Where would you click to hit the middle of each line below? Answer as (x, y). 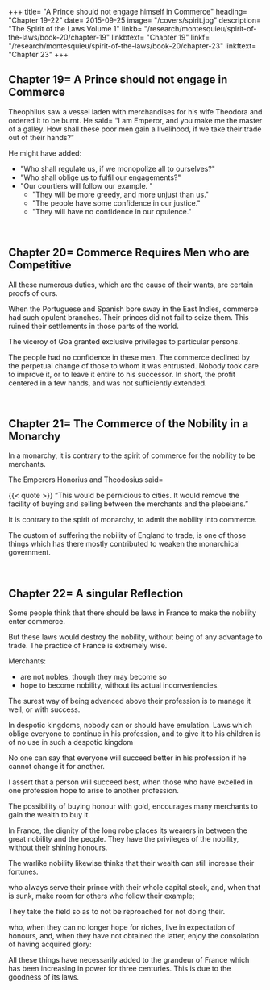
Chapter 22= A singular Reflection (96, 593)
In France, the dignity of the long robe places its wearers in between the (128, 830)
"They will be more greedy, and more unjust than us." (120, 194)
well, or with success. (44, 709)
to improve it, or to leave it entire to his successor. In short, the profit (122, 374)
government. (29, 552)
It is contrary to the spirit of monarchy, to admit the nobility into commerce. (133, 520)
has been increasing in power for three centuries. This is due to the (120, 969)
